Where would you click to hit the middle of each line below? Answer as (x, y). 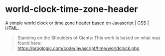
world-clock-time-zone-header (72, 9)
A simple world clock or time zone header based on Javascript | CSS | (77, 23)
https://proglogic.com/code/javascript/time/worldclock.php (78, 48)
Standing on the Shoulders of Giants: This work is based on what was (89, 38)
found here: (29, 43)
